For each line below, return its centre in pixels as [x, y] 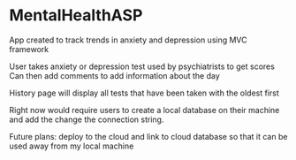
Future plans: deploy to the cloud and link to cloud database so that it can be [148, 136]
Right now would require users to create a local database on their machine [144, 110]
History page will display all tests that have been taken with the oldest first [144, 93]
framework [29, 49]
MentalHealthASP [76, 15]
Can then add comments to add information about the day [115, 75]
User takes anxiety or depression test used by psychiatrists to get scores [142, 66]
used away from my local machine [72, 146]
